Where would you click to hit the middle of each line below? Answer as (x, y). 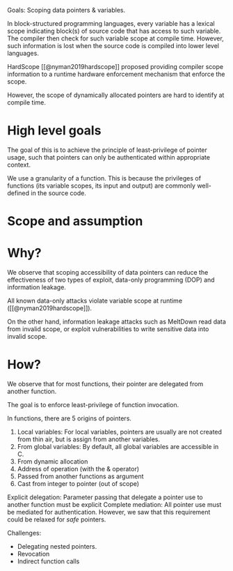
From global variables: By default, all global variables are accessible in (118, 447)
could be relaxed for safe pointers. (57, 519)
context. (19, 165)
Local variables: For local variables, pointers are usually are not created (120, 432)
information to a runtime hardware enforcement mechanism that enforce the (116, 74)
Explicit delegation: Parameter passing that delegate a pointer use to (105, 497)
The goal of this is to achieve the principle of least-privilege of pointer (107, 150)
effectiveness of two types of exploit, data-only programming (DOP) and (111, 280)
